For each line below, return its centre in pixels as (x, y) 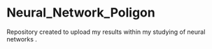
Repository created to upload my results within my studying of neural (106, 32)
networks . (22, 39)
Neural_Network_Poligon (81, 13)
